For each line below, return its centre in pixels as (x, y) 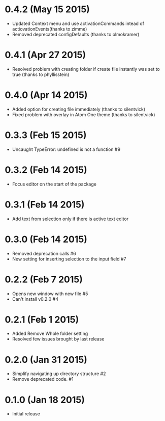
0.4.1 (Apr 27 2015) (45, 55)
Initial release (26, 414)
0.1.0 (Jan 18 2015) (45, 400)
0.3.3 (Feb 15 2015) (46, 135)
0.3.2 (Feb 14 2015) (46, 170)
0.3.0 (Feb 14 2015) (46, 239)
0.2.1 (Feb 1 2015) (42, 319)
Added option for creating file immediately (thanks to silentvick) (79, 109)
